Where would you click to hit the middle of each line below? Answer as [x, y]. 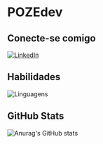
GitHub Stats [36, 116]
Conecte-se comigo [51, 38]
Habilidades [34, 77]
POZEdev [35, 12]
